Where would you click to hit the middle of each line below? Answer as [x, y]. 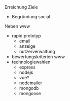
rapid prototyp [26, 36]
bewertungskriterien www [38, 57]
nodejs [26, 72]
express [27, 67]
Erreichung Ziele [21, 7]
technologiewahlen [31, 62]
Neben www [17, 26]
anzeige [27, 46]
